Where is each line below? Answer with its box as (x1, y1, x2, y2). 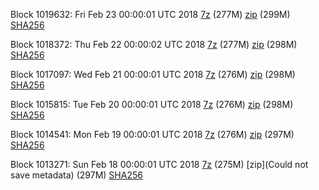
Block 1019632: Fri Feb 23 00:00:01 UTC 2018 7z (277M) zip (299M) (10, 9, 291, 20)
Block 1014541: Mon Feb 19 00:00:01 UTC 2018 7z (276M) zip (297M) (10, 129, 295, 140)
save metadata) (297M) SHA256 (10, 169, 143, 181)
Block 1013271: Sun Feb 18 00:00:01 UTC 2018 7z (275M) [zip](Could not (10, 159, 309, 170)
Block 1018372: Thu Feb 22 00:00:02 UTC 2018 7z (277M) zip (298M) (10, 39, 298, 50)
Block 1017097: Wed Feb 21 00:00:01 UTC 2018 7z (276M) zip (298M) (10, 69, 296, 80)
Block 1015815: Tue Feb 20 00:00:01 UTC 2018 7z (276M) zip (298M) (10, 99, 294, 110)
